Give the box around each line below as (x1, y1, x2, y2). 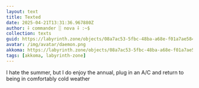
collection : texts (6, 31, 52, 37)
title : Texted (6, 14, 41, 20)
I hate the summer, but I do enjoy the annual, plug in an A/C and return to (6, 69, 184, 76)
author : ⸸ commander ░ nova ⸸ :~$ (6, 25, 90, 31)
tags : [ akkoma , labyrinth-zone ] (6, 53, 86, 58)
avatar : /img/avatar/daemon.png (6, 42, 86, 48)
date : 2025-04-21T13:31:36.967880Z (6, 19, 94, 25)
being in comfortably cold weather (6, 75, 91, 82)
